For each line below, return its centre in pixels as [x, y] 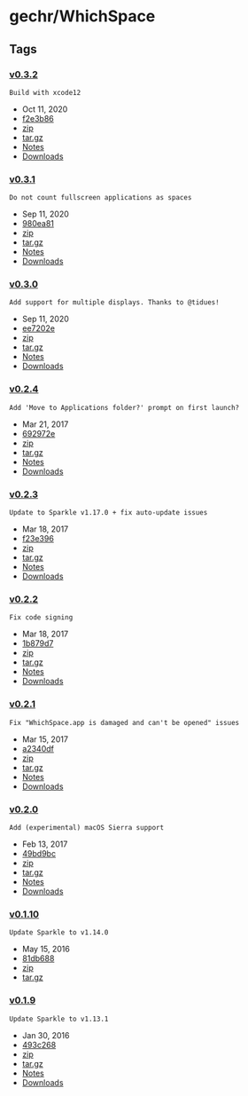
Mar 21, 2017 [45, 424]
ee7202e [39, 328]
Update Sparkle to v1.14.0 [59, 933]
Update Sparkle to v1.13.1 [59, 1019]
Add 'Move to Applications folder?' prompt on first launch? [124, 407]
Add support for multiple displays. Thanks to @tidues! [114, 303]
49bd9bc [39, 853]
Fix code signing [41, 618]
